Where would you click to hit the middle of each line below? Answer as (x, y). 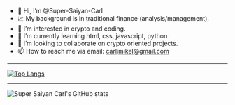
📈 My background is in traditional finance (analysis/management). (113, 18)
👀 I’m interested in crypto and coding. (71, 29)
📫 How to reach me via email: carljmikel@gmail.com (93, 51)
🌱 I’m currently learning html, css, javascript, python (92, 36)
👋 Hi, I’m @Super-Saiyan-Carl (60, 11)
